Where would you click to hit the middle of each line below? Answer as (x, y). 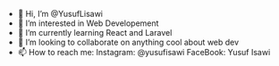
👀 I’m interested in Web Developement (88, 23)
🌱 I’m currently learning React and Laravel (95, 33)
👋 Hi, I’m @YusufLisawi (60, 14)
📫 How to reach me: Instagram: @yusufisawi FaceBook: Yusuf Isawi (144, 52)
